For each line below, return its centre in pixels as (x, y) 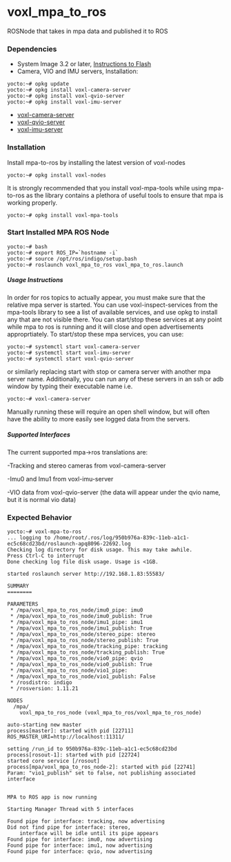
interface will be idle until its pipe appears (89, 834)
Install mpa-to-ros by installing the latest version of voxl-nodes (97, 162)
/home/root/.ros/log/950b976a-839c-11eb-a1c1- (121, 538)
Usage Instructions (35, 280)
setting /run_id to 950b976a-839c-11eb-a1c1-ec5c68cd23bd (92, 749)
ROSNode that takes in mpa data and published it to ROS (88, 31)
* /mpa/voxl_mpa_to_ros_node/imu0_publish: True (81, 617)
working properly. (32, 202)
